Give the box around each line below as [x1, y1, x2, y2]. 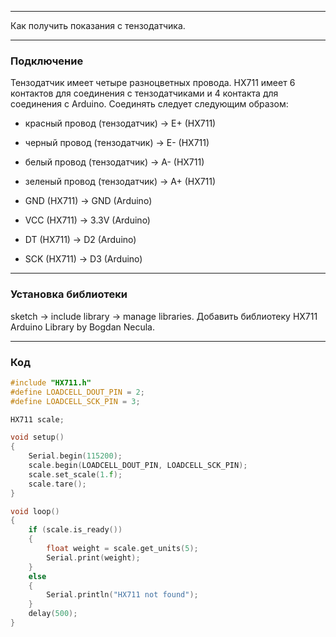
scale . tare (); [28, 479, 87, 489]
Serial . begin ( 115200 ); [28, 451, 123, 461]
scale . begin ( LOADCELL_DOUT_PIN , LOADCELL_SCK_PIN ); [28, 461, 248, 471]
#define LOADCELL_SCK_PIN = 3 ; [10, 396, 141, 406]
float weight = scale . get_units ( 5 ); [46, 544, 199, 554]
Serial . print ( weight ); [46, 552, 141, 563]
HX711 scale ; [10, 414, 65, 425]
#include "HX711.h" [10, 377, 92, 388]
